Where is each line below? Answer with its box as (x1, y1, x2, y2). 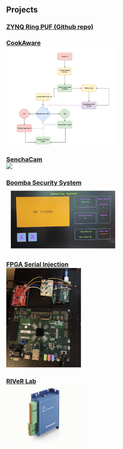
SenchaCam (6, 155, 43, 164)
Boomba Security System (6, 179, 82, 187)
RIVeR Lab (6, 377, 36, 385)
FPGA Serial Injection (6, 260, 69, 269)
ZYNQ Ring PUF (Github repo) (6, 23, 94, 31)
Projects (6, 5, 38, 15)
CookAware (6, 39, 41, 47)
